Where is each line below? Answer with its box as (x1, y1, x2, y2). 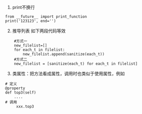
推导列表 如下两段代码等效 (12, 28, 66, 34)
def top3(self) (5, 90, 36, 95)
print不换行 (12, 4, 35, 10)
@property (5, 86, 26, 91)
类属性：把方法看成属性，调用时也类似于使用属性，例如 (12, 71, 125, 76)
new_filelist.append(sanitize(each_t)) (23, 52, 105, 57)
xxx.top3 (16, 104, 35, 109)
